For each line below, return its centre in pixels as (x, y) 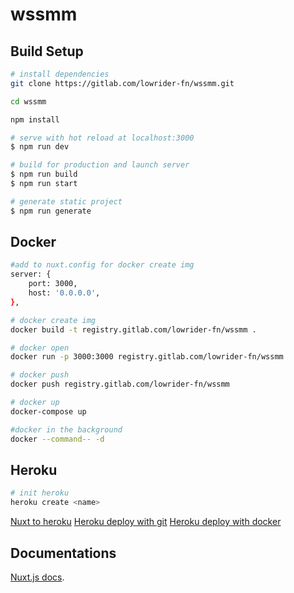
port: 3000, (53, 284)
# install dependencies (60, 74)
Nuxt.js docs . (37, 577)
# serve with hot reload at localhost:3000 (102, 138)
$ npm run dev (40, 147)
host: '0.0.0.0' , (64, 293)
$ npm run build (44, 174)
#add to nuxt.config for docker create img (102, 265)
